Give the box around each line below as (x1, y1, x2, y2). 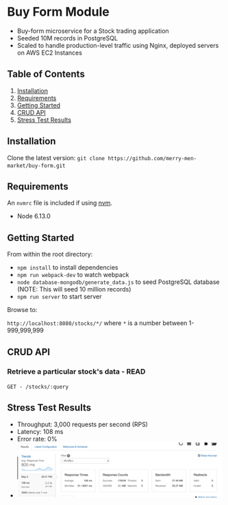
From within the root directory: (7, 250, 93, 259)
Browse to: (7, 306, 38, 314)
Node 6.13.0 (16, 212, 51, 220)
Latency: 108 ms (16, 427, 64, 435)
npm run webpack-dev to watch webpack (16, 271, 129, 279)
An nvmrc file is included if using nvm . (7, 199, 113, 207)
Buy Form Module (7, 4, 110, 20)
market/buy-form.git (7, 162, 66, 169)
